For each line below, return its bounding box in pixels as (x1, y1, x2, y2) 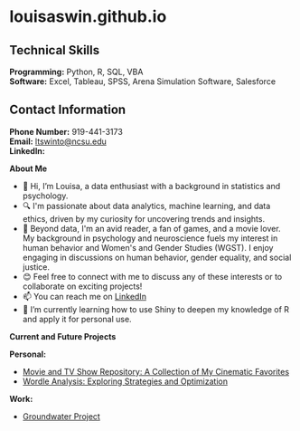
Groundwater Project (22, 410, 101, 422)
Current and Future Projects (9, 330, 117, 341)
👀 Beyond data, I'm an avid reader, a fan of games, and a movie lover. (22, 223, 282, 234)
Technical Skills (9, 43, 100, 58)
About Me (9, 163, 48, 174)
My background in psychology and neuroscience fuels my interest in (22, 233, 278, 244)
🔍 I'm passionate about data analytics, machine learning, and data (22, 200, 271, 211)
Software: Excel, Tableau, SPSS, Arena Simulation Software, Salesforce (9, 76, 277, 87)
